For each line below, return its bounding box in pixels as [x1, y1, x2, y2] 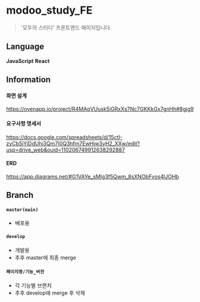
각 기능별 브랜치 [14, 282, 52, 289]
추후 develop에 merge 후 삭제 [14, 289, 85, 296]
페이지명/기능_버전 [6, 269, 45, 275]
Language [6, 42, 45, 52]
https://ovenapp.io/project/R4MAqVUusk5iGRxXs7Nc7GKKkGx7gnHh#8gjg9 [6, 105, 194, 113]
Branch [6, 190, 34, 200]
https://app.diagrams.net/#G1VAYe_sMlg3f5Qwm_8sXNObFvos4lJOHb [6, 173, 180, 180]
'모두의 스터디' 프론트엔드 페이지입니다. [20, 24, 112, 31]
